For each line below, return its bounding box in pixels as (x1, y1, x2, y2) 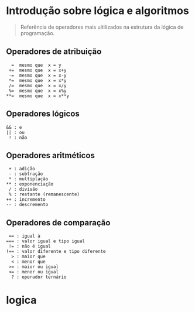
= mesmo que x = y (11, 62, 61, 68)
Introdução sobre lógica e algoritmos (6, 4, 189, 18)
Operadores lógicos (6, 109, 80, 119)
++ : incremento (6, 197, 46, 203)
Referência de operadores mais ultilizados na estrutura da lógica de (20, 23, 184, 30)
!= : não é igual (8, 244, 51, 249)
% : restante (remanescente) (8, 191, 80, 197)
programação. (20, 29, 55, 36)
